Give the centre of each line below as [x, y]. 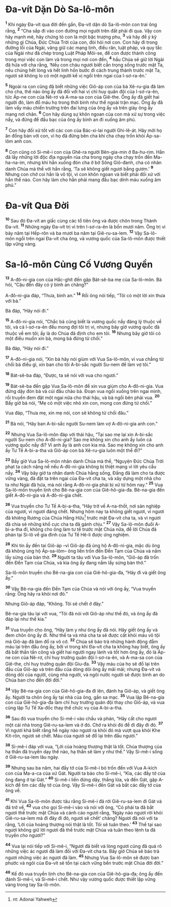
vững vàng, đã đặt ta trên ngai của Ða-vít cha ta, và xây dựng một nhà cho [83, 478]
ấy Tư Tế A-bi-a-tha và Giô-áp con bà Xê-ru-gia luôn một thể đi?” [74, 450]
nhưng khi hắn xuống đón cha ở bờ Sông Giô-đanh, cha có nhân [94, 163]
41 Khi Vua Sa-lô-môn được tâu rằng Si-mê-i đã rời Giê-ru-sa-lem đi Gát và [83, 801]
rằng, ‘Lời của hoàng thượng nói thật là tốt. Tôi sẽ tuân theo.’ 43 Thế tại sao [83, 824]
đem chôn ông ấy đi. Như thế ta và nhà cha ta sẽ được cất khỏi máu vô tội [83, 635]
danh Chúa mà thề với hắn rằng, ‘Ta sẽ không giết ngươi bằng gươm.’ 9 [79, 168]
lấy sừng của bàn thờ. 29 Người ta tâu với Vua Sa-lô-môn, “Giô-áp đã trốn [82, 557]
